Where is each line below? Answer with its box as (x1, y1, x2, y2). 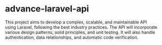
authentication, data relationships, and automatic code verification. (5, 34, 139, 40)
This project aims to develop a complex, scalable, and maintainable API (5, 19, 147, 25)
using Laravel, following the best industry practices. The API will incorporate (5, 24, 158, 30)
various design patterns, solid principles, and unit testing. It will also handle (5, 29, 155, 35)
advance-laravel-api (5, 3, 89, 14)
